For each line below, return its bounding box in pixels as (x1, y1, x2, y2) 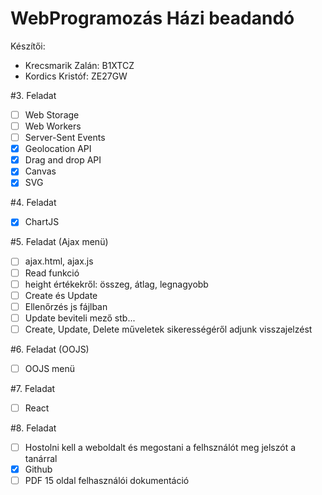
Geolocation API (24, 143, 92, 155)
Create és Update (24, 289, 98, 301)
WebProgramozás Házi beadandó (10, 7, 295, 30)
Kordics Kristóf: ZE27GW (24, 70, 128, 82)
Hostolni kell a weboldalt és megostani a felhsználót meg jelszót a (24, 442, 297, 453)
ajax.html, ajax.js (24, 255, 94, 267)
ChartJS (24, 216, 60, 228)
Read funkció (24, 267, 80, 279)
